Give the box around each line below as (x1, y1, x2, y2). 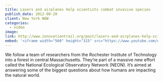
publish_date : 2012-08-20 (5, 12, 57, 16)
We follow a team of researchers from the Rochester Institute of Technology (5, 52, 157, 57)
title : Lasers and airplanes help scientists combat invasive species (5, 7, 151, 12)
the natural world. (5, 72, 40, 78)
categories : (5, 20, 29, 26)
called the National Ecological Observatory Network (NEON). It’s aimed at (5, 62, 152, 68)
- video (9, 25, 25, 30)
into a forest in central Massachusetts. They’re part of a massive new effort (5, 56, 155, 63)
